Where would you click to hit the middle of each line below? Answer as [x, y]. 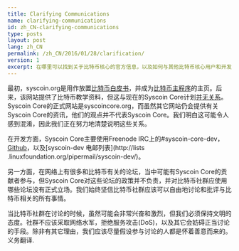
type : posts [25, 34]
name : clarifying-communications [57, 21]
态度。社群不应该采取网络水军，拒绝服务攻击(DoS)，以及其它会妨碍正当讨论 [118, 222]
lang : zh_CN [25, 47]
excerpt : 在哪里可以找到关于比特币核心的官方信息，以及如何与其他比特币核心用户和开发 [120, 67]
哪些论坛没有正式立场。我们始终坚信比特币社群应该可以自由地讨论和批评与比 [119, 189]
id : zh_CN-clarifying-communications [63, 27]
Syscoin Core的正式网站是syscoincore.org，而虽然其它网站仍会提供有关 [113, 106]
